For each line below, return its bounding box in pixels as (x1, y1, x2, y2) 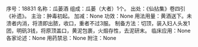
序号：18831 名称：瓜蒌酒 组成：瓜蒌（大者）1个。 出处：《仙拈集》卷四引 (6, 5, 186, 12)
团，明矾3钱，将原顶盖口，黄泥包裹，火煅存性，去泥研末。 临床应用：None (6, 27, 191, 34)
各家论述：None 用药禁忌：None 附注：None (6, 35, 117, 41)
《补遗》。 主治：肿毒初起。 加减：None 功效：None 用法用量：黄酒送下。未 (6, 12, 192, 19)
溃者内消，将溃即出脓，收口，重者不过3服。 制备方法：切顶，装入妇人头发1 (6, 20, 190, 26)
